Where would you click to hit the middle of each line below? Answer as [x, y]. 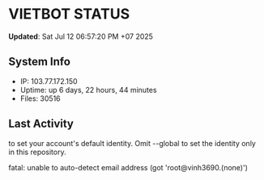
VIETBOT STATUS [69, 14]
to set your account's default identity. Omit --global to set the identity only [132, 143]
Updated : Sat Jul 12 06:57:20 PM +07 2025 [81, 36]
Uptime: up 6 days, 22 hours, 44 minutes [88, 90]
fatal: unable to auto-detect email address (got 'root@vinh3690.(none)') [128, 167]
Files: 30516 [40, 98]
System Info [40, 62]
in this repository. [37, 152]
